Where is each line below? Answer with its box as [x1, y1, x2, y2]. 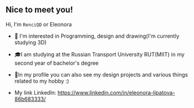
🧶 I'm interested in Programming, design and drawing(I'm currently [14, 32, 180, 40]
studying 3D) [14, 38, 47, 46]
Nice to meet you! [5, 5, 73, 15]
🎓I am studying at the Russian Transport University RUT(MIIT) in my [14, 50, 185, 58]
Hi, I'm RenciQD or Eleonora [5, 20, 72, 28]
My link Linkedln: [14, 89, 56, 96]
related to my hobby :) [14, 77, 70, 85]
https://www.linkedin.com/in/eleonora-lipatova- [57, 89, 175, 96]
